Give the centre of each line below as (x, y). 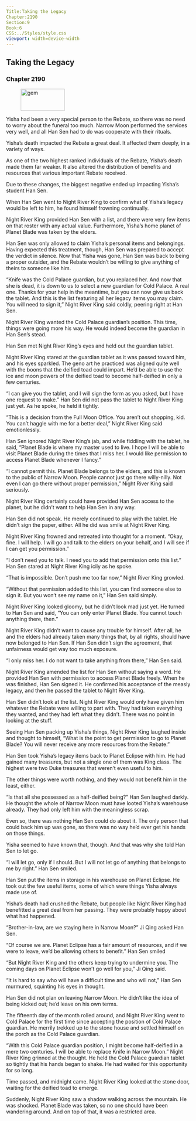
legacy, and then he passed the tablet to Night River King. (75, 690)
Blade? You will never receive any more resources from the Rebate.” (88, 744)
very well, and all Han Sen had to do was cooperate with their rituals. (89, 131)
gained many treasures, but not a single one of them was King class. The (94, 762)
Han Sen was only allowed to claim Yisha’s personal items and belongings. (96, 243)
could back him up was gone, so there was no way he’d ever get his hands (96, 827)
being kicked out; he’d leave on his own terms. (62, 1004)
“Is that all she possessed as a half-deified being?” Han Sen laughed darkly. (97, 797)
